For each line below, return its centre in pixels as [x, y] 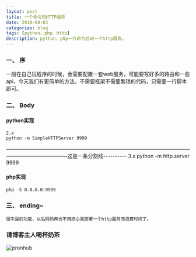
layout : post [22, 11]
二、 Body [20, 105]
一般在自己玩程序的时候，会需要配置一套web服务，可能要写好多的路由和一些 [98, 74]
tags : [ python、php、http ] [38, 33]
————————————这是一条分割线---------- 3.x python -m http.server [98, 156]
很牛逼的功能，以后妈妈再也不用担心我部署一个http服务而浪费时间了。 [79, 219]
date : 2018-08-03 [27, 22]
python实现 [20, 120]
